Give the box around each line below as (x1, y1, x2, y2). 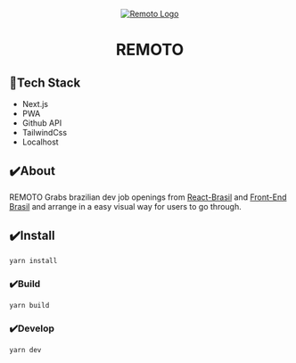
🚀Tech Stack (9, 75, 81, 90)
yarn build (9, 301, 50, 309)
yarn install (9, 256, 58, 265)
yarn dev (9, 346, 42, 355)
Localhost (21, 136, 60, 147)
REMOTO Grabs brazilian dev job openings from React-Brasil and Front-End (9, 192, 287, 202)
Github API (21, 118, 62, 128)
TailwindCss (21, 128, 68, 137)
